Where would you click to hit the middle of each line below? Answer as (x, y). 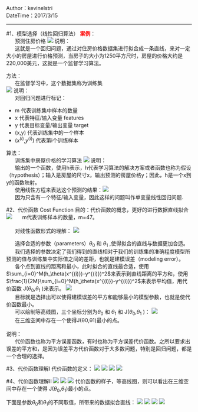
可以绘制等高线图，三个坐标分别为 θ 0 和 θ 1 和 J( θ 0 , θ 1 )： (82, 313)
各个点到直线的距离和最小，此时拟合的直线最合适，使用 (82, 267)
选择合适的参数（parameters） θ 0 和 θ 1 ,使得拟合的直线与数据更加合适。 (101, 244)
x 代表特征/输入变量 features (49, 118)
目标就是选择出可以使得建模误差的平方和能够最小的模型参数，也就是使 (100, 297)
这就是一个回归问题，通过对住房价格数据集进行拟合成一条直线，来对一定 (102, 48)
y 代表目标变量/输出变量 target (52, 125)
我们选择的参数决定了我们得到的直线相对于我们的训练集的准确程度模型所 (102, 252)
